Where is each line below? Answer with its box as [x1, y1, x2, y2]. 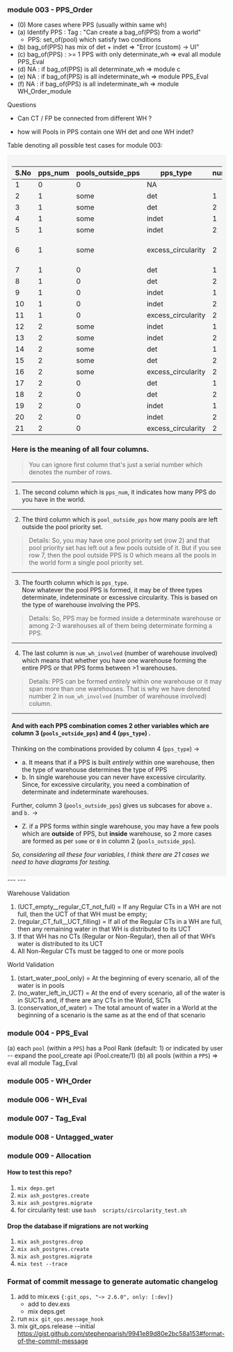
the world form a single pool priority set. [29, 558, 144, 567]
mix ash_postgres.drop [17, 1239, 83, 1245]
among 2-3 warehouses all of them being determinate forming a [29, 621, 213, 629]
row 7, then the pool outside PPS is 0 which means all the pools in [29, 551, 217, 559]
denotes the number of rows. [29, 468, 113, 476]
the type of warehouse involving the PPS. [22, 600, 140, 608]
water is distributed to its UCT [17, 939, 103, 948]
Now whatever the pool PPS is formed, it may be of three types [22, 585, 203, 594]
